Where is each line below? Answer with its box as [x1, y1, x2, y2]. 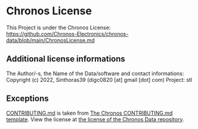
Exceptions [6, 94, 49, 104]
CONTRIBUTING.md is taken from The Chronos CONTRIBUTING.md [6, 109, 173, 116]
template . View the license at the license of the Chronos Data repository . [6, 115, 184, 123]
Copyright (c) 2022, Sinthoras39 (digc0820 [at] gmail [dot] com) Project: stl [6, 76, 193, 83]
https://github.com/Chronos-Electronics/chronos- [6, 30, 129, 37]
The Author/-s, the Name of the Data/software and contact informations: [6, 70, 184, 77]
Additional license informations [6, 54, 125, 64]
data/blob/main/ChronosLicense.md [6, 36, 95, 44]
